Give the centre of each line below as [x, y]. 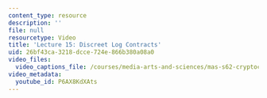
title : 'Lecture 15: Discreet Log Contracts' [85, 45]
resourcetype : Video [43, 38]
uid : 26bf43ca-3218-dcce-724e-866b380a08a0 [81, 52]
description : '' [35, 23]
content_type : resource [48, 15]
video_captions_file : [51, 67]
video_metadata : [35, 74]
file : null [26, 30]
